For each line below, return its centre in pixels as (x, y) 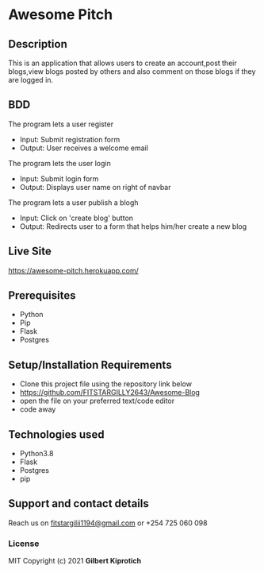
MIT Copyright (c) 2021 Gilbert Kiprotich (75, 561)
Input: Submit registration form (70, 139)
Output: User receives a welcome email (84, 148)
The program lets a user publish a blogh (73, 202)
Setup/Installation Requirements (90, 364)
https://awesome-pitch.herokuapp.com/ (73, 270)
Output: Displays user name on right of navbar (95, 187)
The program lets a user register (61, 124)
